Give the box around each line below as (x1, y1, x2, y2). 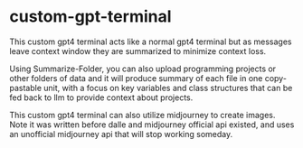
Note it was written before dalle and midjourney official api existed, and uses (9, 119, 295, 130)
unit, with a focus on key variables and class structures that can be (43, 82, 293, 93)
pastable (9, 82, 43, 93)
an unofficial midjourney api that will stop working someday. (9, 128, 233, 139)
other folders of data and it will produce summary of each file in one (9, 72, 263, 83)
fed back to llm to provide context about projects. (9, 92, 194, 103)
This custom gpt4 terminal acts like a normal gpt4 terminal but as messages (9, 36, 292, 47)
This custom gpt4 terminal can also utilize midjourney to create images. (9, 109, 276, 120)
